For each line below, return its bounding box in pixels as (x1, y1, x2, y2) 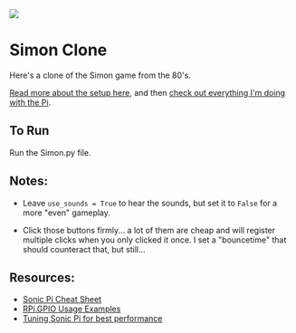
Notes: (9, 174, 48, 189)
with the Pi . (9, 97, 52, 108)
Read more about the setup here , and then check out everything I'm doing (9, 87, 286, 98)
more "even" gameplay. (22, 207, 111, 218)
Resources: (9, 270, 75, 285)
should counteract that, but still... (22, 243, 147, 254)
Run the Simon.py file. (9, 147, 92, 157)
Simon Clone (9, 40, 108, 61)
